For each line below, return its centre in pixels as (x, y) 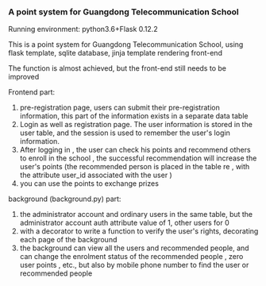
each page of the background (68, 240)
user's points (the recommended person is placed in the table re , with (135, 167)
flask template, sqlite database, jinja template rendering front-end (115, 53)
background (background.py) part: (65, 199)
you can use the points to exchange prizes (89, 184)
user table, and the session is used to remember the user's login (125, 133)
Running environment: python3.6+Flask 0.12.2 (83, 29)
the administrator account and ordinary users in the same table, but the (136, 214)
